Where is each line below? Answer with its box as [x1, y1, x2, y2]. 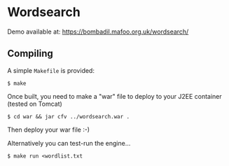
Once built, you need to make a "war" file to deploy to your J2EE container [7, 92, 222, 100]
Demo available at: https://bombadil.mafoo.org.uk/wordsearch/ [7, 27, 189, 36]
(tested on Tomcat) [7, 99, 63, 108]
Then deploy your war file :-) [7, 125, 90, 134]
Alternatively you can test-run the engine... [7, 139, 131, 147]
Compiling [7, 48, 54, 60]
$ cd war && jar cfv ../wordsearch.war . [7, 113, 130, 120]
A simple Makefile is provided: [7, 66, 95, 74]
